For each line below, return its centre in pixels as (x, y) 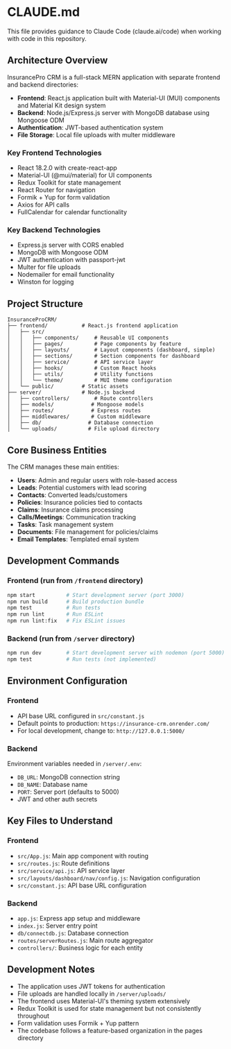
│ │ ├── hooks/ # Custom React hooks (82, 368)
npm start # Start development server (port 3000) (96, 595)
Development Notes (51, 970)
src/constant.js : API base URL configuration (82, 885)
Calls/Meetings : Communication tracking (77, 517)
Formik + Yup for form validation (63, 198)
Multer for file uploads (49, 267)
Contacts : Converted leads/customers (72, 495)
